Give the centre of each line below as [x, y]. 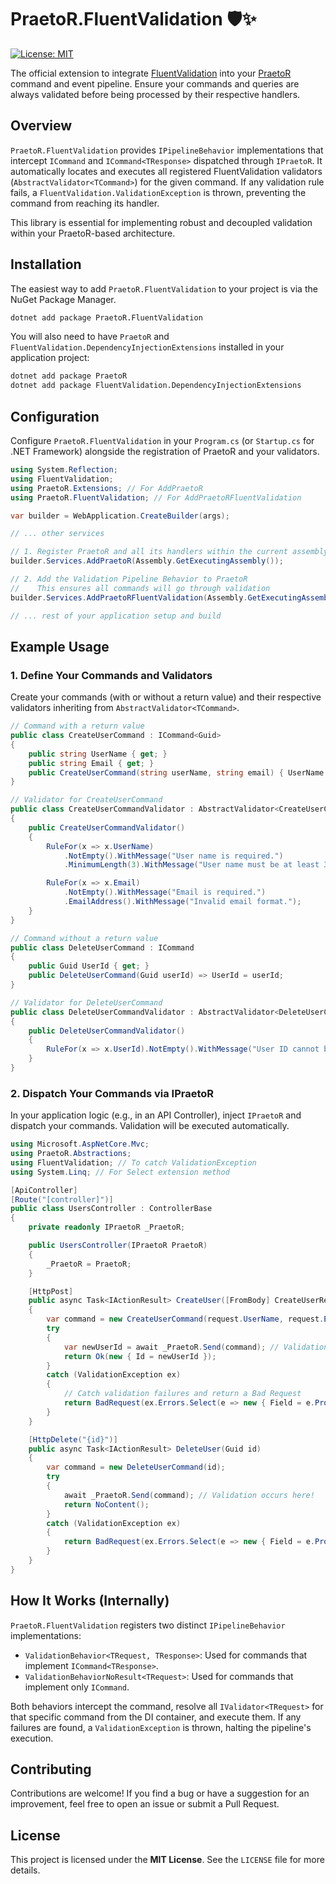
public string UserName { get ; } [98, 754]
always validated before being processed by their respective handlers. [155, 94]
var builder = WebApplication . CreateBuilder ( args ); [120, 516]
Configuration [55, 416]
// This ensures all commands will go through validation [140, 588]
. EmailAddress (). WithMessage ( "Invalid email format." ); [182, 902]
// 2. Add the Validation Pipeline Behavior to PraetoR [129, 579]
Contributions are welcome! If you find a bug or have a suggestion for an [160, 1793]
